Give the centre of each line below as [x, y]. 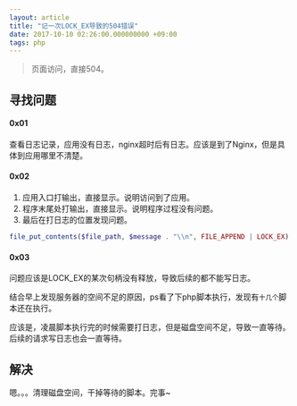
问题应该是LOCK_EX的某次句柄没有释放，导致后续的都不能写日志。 [132, 278]
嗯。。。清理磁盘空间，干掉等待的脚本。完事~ [90, 392]
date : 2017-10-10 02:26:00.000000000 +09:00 [93, 34]
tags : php [28, 42]
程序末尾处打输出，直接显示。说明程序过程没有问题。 [120, 209]
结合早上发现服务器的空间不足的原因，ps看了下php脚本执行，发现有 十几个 [144, 297]
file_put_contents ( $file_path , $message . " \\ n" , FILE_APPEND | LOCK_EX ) [149, 237]
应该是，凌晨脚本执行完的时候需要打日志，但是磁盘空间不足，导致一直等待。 [150, 327]
